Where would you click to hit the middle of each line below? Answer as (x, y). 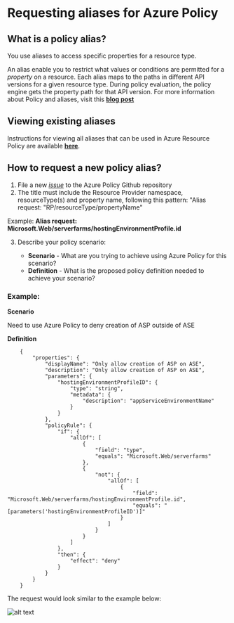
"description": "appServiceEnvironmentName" (149, 401)
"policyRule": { (68, 425)
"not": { (108, 475)
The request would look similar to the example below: (84, 598)
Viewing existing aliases (61, 121)
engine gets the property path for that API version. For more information (111, 92)
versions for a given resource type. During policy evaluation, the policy (109, 84)
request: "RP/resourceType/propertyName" (80, 207)
